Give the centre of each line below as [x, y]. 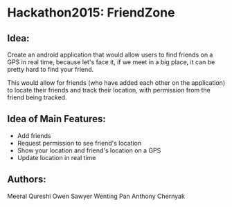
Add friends [34, 135]
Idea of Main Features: [56, 119]
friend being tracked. [37, 97]
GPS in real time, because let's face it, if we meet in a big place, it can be [111, 62]
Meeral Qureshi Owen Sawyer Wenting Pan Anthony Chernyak [96, 196]
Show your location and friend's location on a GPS [89, 150]
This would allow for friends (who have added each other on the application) [116, 83]
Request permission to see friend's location [79, 143]
